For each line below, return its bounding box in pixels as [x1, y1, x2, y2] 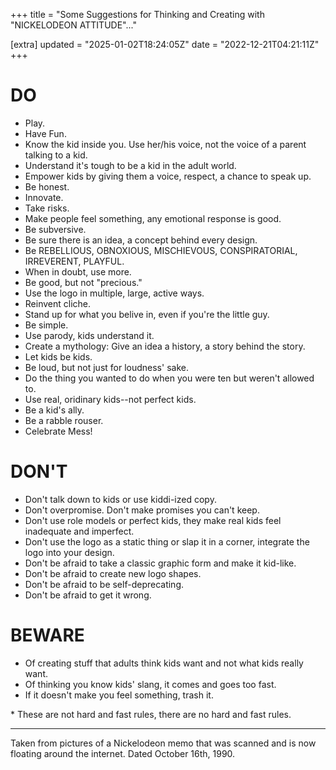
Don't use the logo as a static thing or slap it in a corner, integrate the [24, 535, 310, 548]
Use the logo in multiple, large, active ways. [24, 287, 205, 299]
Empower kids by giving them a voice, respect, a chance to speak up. [24, 170, 312, 182]
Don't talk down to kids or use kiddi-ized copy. [24, 493, 217, 505]
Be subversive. [24, 223, 87, 235]
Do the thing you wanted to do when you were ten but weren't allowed [24, 372, 315, 384]
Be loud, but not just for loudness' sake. [24, 361, 189, 373]
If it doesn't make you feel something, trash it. [24, 689, 214, 701]
